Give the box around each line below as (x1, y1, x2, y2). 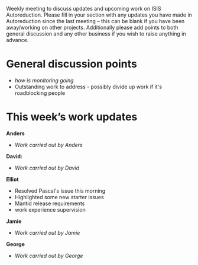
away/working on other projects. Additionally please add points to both (6, 24, 178, 31)
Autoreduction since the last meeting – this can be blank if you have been (6, 18, 185, 24)
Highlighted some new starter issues (14, 193, 105, 200)
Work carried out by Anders (14, 141, 83, 148)
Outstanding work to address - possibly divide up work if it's (14, 83, 163, 90)
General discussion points (6, 58, 137, 71)
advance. (6, 37, 29, 43)
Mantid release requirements (14, 200, 85, 207)
